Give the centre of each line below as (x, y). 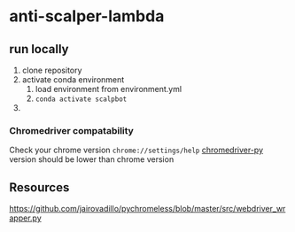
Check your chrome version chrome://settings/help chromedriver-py (136, 150)
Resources (39, 187)
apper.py (25, 218)
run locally (39, 49)
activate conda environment (73, 80)
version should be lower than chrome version (92, 159)
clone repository (52, 70)
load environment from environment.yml (109, 89)
